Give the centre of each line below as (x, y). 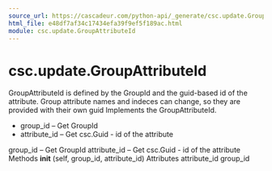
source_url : (28, 16)
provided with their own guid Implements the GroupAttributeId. (113, 111)
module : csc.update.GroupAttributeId (72, 31)
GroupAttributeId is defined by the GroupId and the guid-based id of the (128, 93)
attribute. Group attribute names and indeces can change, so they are (125, 102)
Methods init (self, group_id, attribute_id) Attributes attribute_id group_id (129, 159)
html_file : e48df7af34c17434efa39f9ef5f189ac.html (96, 23)
